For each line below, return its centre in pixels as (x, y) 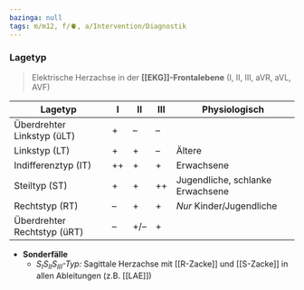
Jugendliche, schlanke (224, 180)
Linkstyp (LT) (42, 150)
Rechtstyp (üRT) (49, 231)
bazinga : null (36, 18)
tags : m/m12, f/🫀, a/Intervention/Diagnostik (98, 26)
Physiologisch (233, 109)
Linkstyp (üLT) (45, 136)
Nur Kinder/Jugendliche (227, 206)
